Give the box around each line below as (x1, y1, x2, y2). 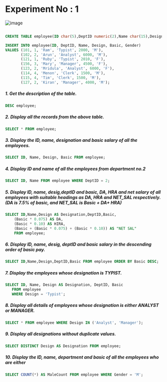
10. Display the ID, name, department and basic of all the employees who (5, 354, 159, 360)
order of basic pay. (5, 247, 46, 252)
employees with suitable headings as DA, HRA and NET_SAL (5, 194, 133, 200)
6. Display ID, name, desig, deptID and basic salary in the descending (5, 241, 152, 247)
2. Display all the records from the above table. (5, 114, 104, 120)
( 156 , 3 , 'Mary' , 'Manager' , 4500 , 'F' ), (20, 61, 108, 67)
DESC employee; (5, 103, 37, 108)
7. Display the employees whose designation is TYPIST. (5, 270, 122, 276)
